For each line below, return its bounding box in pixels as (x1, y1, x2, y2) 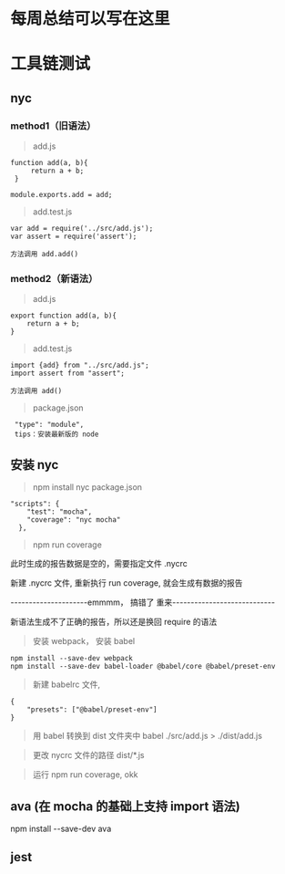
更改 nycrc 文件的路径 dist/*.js (32, 750, 145, 761)
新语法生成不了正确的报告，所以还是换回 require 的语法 (10, 617, 218, 628)
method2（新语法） (10, 272, 98, 285)
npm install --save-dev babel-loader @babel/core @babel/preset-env (10, 662, 276, 671)
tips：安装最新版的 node (14, 430, 99, 439)
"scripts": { (10, 499, 60, 509)
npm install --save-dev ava (10, 823, 112, 834)
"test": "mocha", (26, 507, 93, 516)
